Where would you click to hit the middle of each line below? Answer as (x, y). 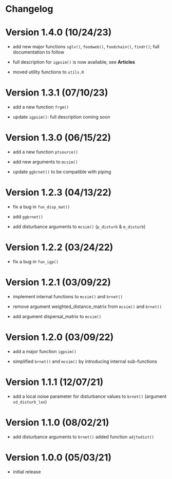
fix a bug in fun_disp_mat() (41, 206)
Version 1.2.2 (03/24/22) (59, 247)
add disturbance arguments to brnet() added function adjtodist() (83, 436)
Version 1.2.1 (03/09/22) (58, 282)
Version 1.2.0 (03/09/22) (60, 337)
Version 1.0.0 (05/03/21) (59, 457)
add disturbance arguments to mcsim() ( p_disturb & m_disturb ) (79, 226)
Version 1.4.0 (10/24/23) (59, 33)
